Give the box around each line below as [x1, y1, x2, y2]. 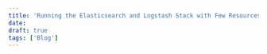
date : [8, 19, 26, 27]
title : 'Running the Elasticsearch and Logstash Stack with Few [8, 11, 226, 20]
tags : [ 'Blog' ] [8, 33, 59, 42]
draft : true [8, 26, 48, 34]
